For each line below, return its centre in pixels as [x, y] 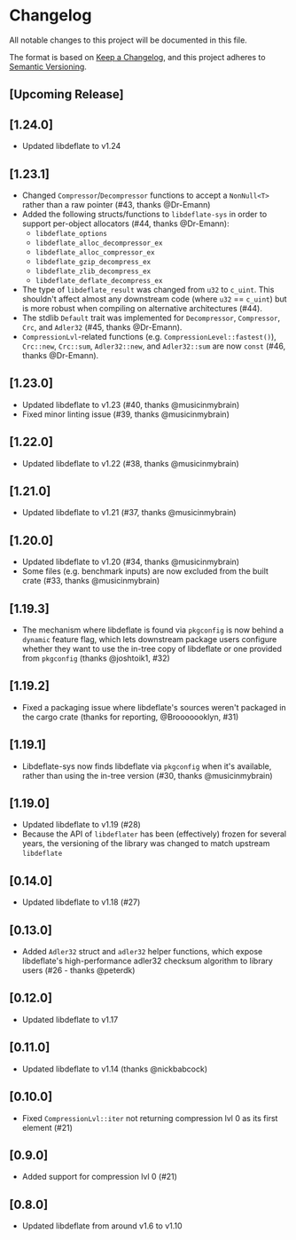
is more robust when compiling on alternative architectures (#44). [142, 308]
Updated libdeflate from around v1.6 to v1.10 [102, 1226]
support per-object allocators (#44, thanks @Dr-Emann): [125, 224]
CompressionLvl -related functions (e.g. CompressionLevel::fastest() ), [149, 336]
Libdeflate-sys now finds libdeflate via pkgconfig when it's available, [147, 766]
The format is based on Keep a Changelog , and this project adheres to [137, 57]
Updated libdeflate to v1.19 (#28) [82, 825]
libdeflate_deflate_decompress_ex [99, 280]
